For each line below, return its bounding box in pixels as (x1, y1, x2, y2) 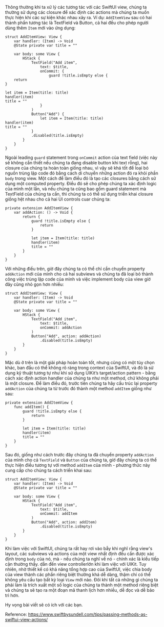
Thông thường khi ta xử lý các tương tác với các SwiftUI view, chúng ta (5, 4, 147, 10)
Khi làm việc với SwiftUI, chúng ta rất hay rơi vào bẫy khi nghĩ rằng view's (5, 546, 153, 551)
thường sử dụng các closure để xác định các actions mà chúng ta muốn (5, 9, 150, 15)
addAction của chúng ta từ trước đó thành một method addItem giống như (5, 386, 152, 391)
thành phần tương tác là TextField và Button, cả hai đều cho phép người (5, 20, 149, 25)
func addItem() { (14, 404, 49, 409)
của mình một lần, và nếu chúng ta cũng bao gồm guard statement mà (5, 186, 146, 192)
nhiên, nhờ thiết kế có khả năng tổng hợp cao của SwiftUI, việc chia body (5, 566, 152, 572)
